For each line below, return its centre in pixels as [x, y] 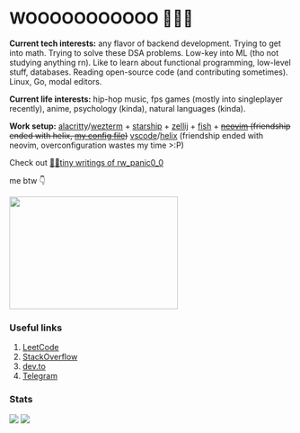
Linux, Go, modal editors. [56, 81]
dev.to [34, 366]
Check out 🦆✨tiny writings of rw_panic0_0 [87, 162]
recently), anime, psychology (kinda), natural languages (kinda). [128, 108]
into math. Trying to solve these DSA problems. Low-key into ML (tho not [144, 52]
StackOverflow [50, 357]
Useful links [36, 328]
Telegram [40, 376]
